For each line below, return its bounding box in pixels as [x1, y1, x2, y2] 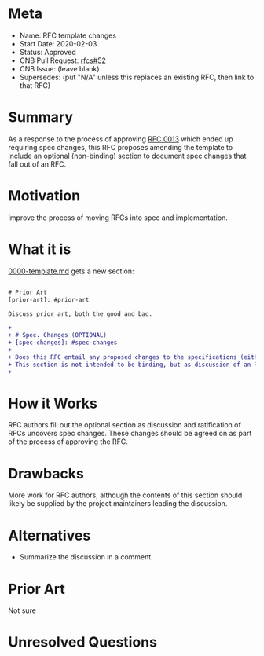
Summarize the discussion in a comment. [19, 552, 153, 562]
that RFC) [19, 80, 51, 90]
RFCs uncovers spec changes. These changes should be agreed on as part [8, 429, 252, 438]
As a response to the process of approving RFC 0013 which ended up [8, 134, 233, 144]
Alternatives [8, 526, 91, 544]
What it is [8, 240, 71, 258]
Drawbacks [8, 464, 84, 482]
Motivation [8, 187, 81, 205]
